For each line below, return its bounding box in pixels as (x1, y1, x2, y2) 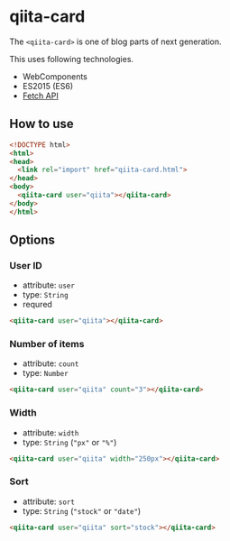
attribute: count (22, 358, 79, 369)
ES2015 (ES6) (22, 80, 74, 91)
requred (22, 299, 52, 310)
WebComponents (22, 70, 88, 82)
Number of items (9, 338, 85, 351)
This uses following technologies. (9, 53, 133, 64)
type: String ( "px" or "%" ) (22, 436, 117, 447)
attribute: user (22, 280, 75, 290)
